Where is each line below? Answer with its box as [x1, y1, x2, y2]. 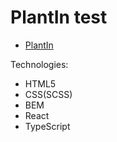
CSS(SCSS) [24, 88, 73, 100]
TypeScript [24, 120, 71, 132]
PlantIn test [10, 6, 108, 29]
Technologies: [10, 58, 69, 70]
